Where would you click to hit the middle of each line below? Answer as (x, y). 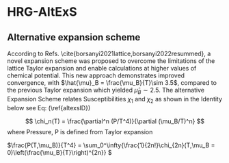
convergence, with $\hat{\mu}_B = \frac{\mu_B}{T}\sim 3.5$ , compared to (112, 83)
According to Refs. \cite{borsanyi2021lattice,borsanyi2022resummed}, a (109, 53)
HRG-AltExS (42, 12)
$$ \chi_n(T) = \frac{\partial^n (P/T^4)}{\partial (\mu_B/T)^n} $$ (115, 121)
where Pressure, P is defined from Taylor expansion (80, 131)
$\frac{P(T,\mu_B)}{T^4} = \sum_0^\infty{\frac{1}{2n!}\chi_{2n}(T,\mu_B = (111, 145)
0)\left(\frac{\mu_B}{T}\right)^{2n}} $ (59, 152)
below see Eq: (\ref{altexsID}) (49, 108)
